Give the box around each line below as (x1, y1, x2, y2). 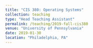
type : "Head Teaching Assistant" (5, 16, 75, 21)
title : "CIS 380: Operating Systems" (5, 7, 84, 12)
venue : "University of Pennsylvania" (5, 26, 84, 31)
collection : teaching (5, 12, 50, 17)
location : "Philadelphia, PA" (5, 35, 68, 40)
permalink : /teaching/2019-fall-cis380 (5, 21, 88, 26)
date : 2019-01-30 (5, 30, 41, 35)
